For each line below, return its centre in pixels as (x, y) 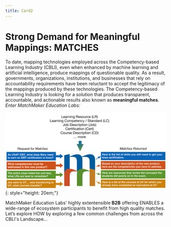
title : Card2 (19, 11)
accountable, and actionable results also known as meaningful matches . (82, 100)
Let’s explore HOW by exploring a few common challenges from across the (84, 214)
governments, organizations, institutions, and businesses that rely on (78, 78)
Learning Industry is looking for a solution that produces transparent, (78, 94)
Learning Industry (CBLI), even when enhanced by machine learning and (82, 67)
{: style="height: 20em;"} (32, 193)
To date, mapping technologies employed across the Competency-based (82, 62)
